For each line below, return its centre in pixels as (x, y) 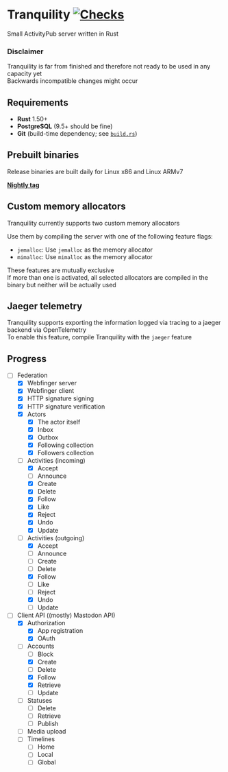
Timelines (41, 739)
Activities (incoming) (56, 460)
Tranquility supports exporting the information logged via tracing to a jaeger (114, 323)
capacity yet (25, 74)
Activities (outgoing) (56, 538)
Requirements (38, 102)
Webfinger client (50, 391)
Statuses (40, 700)
